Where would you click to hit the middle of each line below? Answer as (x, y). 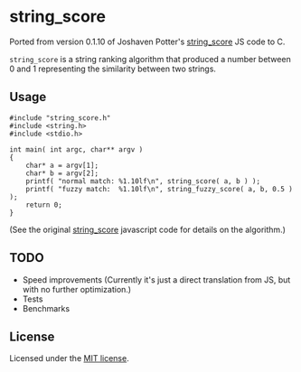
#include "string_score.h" (60, 118)
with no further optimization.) (77, 289)
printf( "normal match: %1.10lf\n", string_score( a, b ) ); (143, 181)
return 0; (44, 205)
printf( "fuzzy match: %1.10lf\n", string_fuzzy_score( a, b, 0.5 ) (160, 189)
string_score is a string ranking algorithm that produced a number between (150, 59)
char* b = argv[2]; (62, 173)
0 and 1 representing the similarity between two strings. (113, 69)
